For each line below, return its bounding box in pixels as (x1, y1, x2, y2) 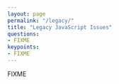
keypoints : (7, 43, 40, 51)
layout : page (7, 10, 46, 18)
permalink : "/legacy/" (7, 17, 74, 24)
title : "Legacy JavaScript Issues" (7, 23, 113, 31)
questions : (7, 30, 40, 38)
